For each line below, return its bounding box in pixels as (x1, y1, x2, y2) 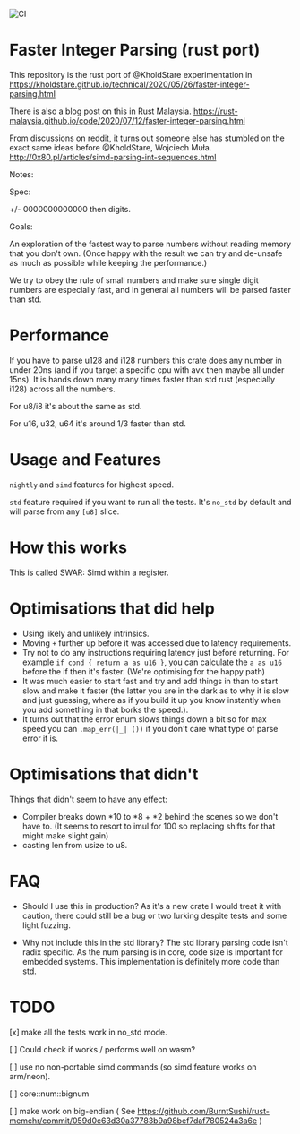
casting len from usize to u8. (21, 839, 128, 850)
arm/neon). (9, 1070, 51, 1081)
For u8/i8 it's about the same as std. (9, 400, 142, 411)
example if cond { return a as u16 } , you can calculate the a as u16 (21, 657, 282, 667)
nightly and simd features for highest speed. (9, 479, 175, 490)
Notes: (9, 168, 34, 179)
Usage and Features (9, 450, 162, 470)
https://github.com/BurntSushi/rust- (137, 1105, 270, 1116)
